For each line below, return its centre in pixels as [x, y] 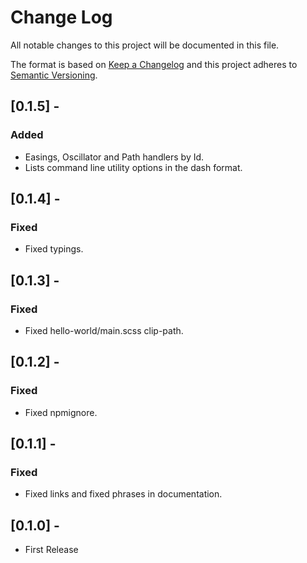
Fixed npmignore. [61, 412]
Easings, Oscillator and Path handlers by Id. [114, 157]
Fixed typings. [54, 249]
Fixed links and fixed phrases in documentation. [123, 494]
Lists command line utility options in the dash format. [133, 167]
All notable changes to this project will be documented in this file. [145, 45]
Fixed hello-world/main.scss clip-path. [104, 330]
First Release [51, 550]
